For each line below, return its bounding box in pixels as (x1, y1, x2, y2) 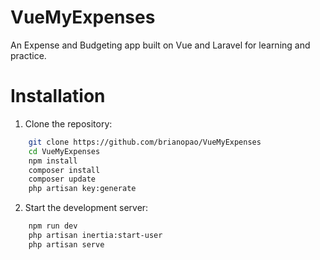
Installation (10, 85, 106, 108)
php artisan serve (28, 239, 105, 250)
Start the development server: (24, 202, 149, 214)
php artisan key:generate (28, 184, 137, 194)
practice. (10, 49, 47, 61)
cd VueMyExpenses (28, 146, 101, 156)
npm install (28, 156, 78, 166)
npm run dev (28, 221, 78, 231)
